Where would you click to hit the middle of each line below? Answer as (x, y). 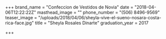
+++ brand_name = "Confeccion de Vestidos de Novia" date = (69, 7)
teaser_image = (21, 18)
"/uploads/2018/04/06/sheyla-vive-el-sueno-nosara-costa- (100, 18)
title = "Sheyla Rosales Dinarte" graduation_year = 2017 (92, 23)
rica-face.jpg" (19, 23)
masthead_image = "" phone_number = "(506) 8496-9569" (98, 12)
